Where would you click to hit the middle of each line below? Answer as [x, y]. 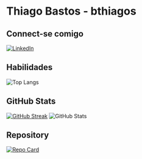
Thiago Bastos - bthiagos [71, 11]
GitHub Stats [31, 101]
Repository [28, 135]
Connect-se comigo [45, 34]
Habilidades [30, 67]
